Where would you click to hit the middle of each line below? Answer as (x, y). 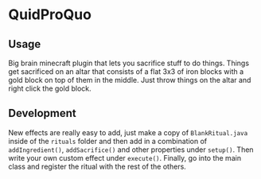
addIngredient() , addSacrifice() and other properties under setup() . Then (131, 150)
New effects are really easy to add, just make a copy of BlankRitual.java (128, 132)
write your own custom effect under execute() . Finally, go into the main (125, 158)
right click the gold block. (50, 88)
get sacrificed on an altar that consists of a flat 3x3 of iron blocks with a (126, 72)
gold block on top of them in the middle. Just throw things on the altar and (130, 80)
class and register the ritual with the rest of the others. (97, 166)
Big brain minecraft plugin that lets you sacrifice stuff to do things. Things (129, 63)
